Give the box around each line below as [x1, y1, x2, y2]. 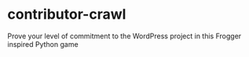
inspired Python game [7, 39, 79, 48]
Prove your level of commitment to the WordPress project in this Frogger [7, 31, 242, 41]
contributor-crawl [7, 5, 126, 23]
